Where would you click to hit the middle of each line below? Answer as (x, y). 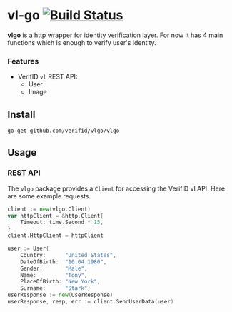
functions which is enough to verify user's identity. (82, 42)
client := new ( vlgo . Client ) (49, 209)
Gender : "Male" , (54, 268)
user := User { (29, 249)
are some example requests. (49, 196)
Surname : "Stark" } (56, 288)
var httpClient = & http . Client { (55, 216)
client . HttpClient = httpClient (55, 236)
